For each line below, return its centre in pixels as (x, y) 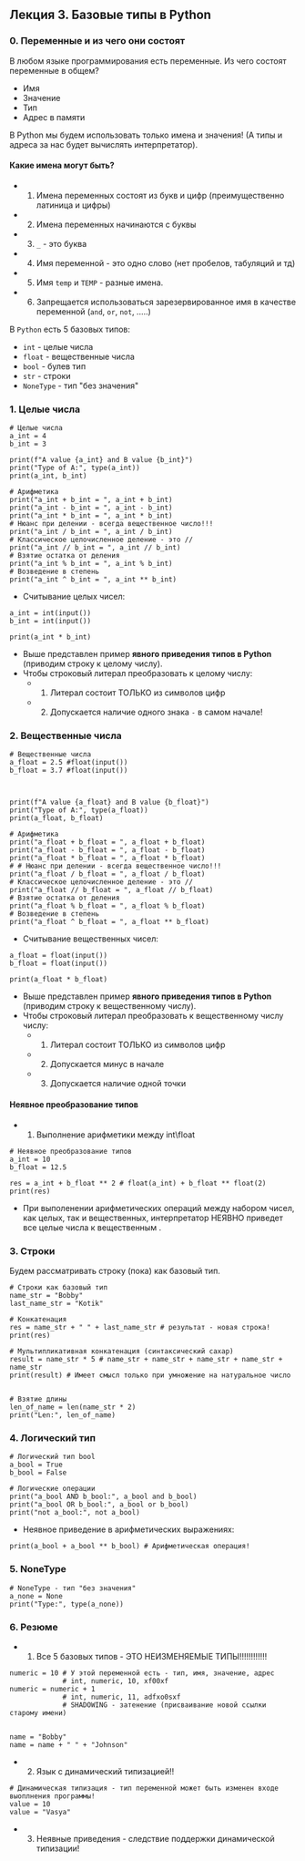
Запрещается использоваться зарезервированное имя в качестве (166, 302)
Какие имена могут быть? (62, 165)
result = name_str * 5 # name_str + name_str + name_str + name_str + (146, 1359)
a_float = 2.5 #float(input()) (69, 763)
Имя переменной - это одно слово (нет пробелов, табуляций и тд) (166, 262)
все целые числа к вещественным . (92, 1227)
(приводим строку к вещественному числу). (109, 1006)
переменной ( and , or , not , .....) (94, 311)
